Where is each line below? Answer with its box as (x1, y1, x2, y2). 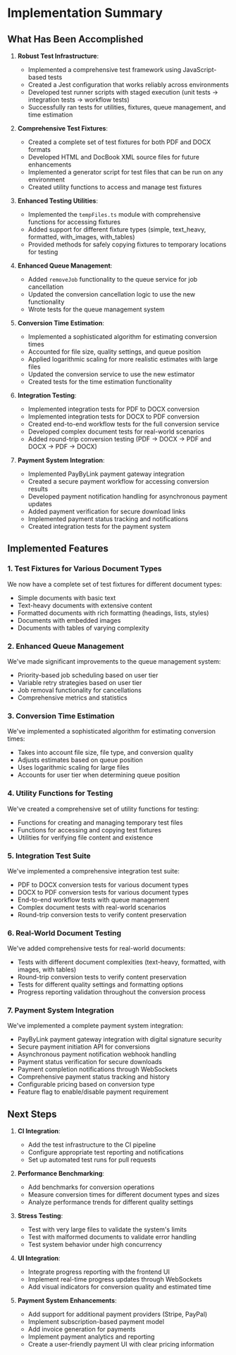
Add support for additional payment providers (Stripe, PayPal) (27, 1310, 208, 1318)
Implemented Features (7, 542, 109, 555)
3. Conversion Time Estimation (7, 711, 115, 721)
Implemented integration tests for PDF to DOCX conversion (27, 405, 199, 413)
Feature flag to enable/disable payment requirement (17, 1087, 169, 1096)
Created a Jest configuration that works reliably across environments (27, 80, 229, 89)
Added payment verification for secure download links (27, 507, 186, 515)
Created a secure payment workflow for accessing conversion (27, 477, 209, 485)
